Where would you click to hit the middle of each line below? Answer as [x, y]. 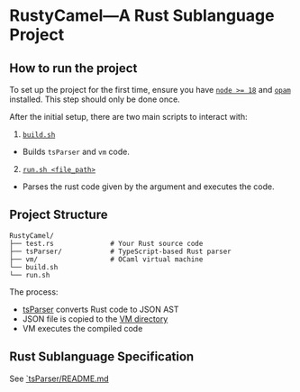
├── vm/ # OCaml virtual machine [106, 259]
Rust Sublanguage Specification [102, 357]
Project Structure [59, 215]
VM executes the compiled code [82, 328]
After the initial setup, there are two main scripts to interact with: [128, 117]
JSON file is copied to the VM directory [95, 319]
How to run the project [73, 68]
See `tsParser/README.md [59, 378]
